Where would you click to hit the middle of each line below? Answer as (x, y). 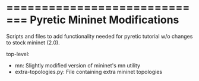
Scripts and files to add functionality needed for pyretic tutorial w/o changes (99, 36)
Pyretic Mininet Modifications (104, 20)
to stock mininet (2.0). (33, 43)
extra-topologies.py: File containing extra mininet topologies (88, 72)
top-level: (18, 54)
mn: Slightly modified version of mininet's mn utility (78, 65)
